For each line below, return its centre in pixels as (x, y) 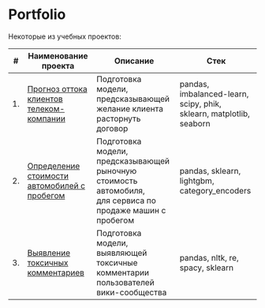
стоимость (117, 181)
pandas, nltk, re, (209, 257)
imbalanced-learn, (214, 94)
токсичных (48, 262)
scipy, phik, (201, 103)
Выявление (49, 253)
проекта (58, 66)
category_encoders (215, 190)
